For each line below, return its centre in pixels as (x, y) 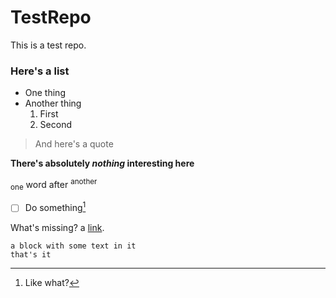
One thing (45, 93)
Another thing (53, 103)
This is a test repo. (48, 45)
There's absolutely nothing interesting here (102, 163)
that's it (31, 255)
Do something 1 (55, 207)
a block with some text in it (73, 246)
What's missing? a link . (57, 228)
